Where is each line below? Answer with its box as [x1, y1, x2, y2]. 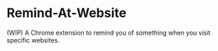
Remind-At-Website [6, 5, 127, 21]
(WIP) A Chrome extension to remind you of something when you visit [6, 28, 211, 37]
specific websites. [6, 35, 60, 44]
